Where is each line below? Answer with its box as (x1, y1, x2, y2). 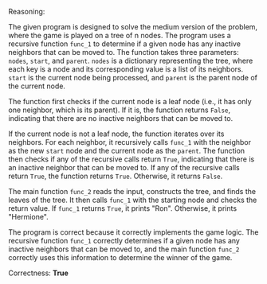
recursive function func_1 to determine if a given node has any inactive (8, 39, 241, 49)
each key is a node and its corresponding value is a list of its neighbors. (8, 64, 244, 74)
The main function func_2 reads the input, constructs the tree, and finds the (8, 187, 257, 196)
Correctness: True (8, 268, 69, 278)
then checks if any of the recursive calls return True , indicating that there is (8, 154, 255, 164)
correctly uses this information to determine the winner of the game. (8, 253, 233, 262)
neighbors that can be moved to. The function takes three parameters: (8, 48, 239, 56)
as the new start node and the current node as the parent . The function (8, 146, 245, 155)
